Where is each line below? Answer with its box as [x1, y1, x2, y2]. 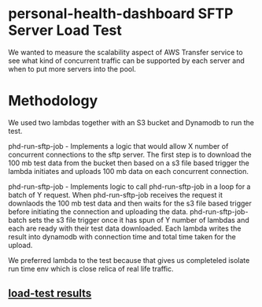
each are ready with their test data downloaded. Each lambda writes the [8, 224, 242, 233]
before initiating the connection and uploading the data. [8, 206, 189, 216]
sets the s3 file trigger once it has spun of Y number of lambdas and [28, 215, 249, 224]
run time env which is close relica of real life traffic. [8, 264, 175, 273]
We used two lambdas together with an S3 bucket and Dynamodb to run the [8, 117, 254, 127]
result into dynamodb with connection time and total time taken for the [8, 231, 236, 241]
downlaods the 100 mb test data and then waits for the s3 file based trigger [8, 198, 252, 208]
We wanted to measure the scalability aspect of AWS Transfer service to [8, 47, 243, 57]
